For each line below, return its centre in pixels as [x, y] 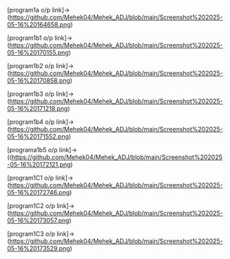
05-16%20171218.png [38, 108]
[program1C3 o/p [31, 234]
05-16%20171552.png [38, 136]
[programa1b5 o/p [32, 150]
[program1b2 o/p [31, 66]
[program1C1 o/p [31, 178]
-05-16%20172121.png [39, 164]
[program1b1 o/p [30, 38]
